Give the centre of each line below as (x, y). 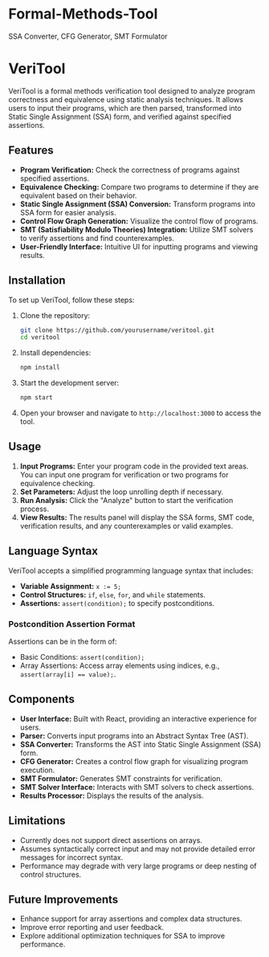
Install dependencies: (55, 353)
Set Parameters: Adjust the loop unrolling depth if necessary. (122, 492)
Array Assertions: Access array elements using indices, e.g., (120, 665)
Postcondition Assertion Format (72, 624)
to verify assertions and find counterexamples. (97, 238)
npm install (40, 368)
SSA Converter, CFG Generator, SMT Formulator (88, 36)
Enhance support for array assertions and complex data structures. (131, 919)
